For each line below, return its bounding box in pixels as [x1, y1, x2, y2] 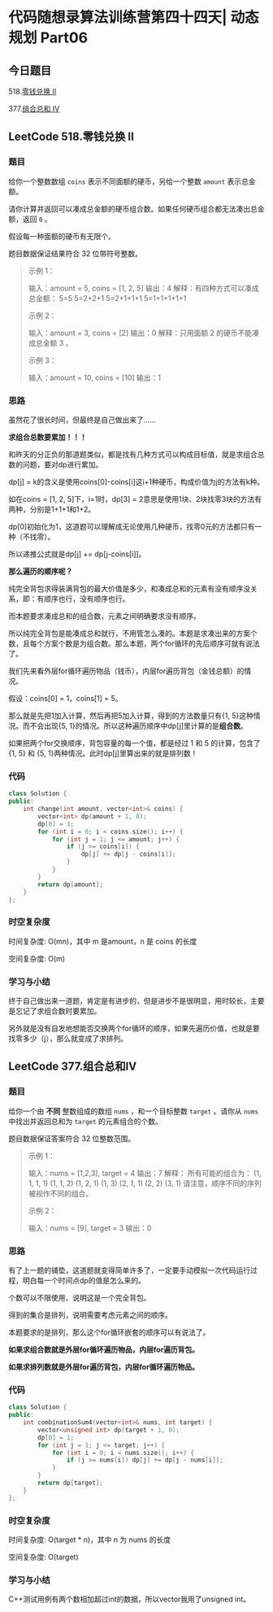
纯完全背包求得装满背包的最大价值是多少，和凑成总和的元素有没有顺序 [8, 583, 244, 593]
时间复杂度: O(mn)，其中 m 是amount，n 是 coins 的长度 [8, 936, 197, 946]
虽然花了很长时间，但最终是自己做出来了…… [8, 415, 157, 425]
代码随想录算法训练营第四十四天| [8, 8, 227, 27]
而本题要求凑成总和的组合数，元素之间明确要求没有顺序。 [8, 611, 201, 621]
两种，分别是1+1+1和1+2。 [8, 504, 96, 514]
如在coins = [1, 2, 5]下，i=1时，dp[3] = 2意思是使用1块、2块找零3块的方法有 [8, 494, 262, 503]
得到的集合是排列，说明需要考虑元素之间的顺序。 [8, 1309, 172, 1319]
